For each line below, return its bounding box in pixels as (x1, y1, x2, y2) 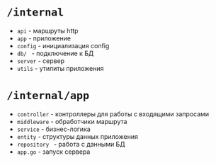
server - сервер (16, 56, 65, 65)
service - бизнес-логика (16, 125, 91, 133)
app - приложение (16, 34, 72, 43)
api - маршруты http (16, 26, 79, 35)
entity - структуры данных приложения (16, 132, 139, 140)
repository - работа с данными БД (16, 140, 125, 148)
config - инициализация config (16, 41, 110, 50)
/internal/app (6, 89, 90, 103)
